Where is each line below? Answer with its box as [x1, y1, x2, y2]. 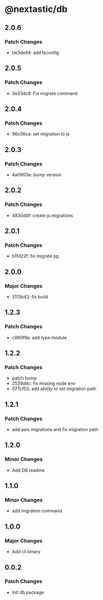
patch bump [11, 375, 37, 381]
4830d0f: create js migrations [11, 212, 73, 218]
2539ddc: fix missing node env [11, 380, 76, 387]
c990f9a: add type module [11, 334, 67, 340]
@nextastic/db [4, 3, 68, 15]
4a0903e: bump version [11, 171, 62, 177]
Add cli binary [11, 549, 41, 555]
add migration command [11, 508, 63, 514]
